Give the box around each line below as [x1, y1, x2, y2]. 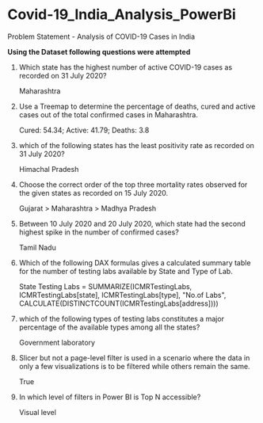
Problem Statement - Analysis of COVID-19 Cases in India [7, 32, 196, 41]
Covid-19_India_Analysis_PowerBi [7, 6, 237, 24]
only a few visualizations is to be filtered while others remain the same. [18, 361, 250, 371]
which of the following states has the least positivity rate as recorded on [18, 140, 255, 150]
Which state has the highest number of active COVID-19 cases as [18, 62, 233, 72]
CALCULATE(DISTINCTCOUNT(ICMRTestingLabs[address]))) [18, 299, 219, 308]
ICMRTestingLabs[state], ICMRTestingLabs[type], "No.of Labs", [18, 290, 227, 299]
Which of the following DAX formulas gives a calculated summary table [18, 257, 251, 267]
